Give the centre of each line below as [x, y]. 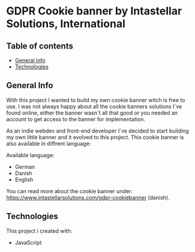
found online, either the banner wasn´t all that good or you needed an [92, 113]
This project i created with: [39, 231]
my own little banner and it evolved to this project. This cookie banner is [95, 137]
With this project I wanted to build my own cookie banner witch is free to [96, 100]
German [25, 167]
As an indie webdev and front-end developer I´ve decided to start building [97, 131]
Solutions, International [66, 24]
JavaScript [28, 242]
